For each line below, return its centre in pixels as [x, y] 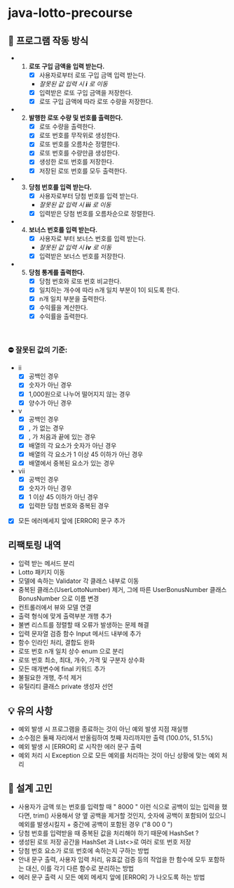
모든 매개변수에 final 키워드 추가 [62, 669]
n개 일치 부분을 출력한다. [73, 298]
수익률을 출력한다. [63, 316]
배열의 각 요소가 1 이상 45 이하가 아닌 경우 [86, 454]
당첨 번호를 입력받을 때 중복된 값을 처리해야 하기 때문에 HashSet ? [108, 833]
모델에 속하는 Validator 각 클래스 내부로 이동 [78, 581]
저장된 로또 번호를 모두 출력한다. [83, 171]
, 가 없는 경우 [46, 427]
